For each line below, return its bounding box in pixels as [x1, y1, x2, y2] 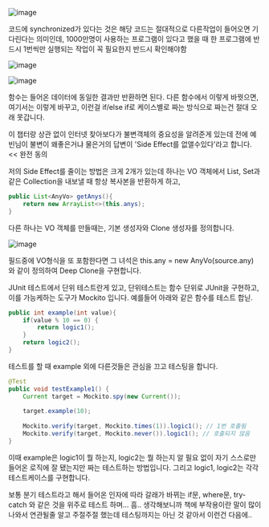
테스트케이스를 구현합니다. [8, 472, 91, 482]
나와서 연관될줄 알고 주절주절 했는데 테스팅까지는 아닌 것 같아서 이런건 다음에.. [8, 509, 253, 519]
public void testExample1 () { [8, 385, 110, 393]
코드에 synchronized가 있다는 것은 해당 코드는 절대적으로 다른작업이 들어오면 [8, 24, 251, 34]
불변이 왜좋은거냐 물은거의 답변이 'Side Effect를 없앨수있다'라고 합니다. [29, 140, 253, 148]
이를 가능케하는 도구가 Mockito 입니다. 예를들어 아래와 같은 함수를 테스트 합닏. [8, 293, 253, 302]
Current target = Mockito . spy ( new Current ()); [22, 392, 181, 400]
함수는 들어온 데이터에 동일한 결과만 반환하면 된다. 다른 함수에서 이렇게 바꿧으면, [8, 92, 259, 102]
